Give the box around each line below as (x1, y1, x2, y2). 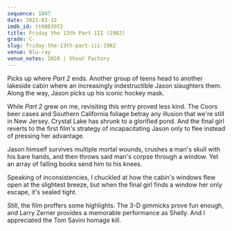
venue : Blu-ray (7, 49, 51, 56)
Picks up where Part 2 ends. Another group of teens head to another (7, 74, 203, 82)
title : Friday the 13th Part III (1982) (7, 29, 126, 37)
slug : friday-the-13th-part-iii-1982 (7, 42, 116, 49)
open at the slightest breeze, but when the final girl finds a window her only (7, 181, 223, 189)
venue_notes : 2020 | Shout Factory (7, 55, 110, 62)
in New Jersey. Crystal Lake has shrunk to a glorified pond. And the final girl (7, 117, 225, 125)
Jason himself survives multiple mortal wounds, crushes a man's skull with (7, 145, 220, 153)
